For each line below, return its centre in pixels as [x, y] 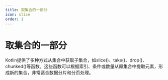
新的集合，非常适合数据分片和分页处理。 [51, 72]
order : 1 [14, 19]
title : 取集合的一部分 [26, 10]
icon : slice [18, 14]
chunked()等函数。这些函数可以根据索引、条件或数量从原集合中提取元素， [82, 66]
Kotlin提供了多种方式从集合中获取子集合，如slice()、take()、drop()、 [76, 60]
